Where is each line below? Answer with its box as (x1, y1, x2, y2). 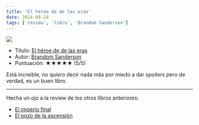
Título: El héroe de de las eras (14, 47, 88, 54)
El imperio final (14, 106, 52, 113)
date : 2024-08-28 (6, 14, 49, 20)
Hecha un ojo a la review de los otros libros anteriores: (6, 94, 139, 101)
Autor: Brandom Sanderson (14, 53, 82, 60)
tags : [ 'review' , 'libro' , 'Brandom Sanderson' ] (6, 20, 129, 25)
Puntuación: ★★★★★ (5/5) (14, 60, 86, 67)
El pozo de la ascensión (14, 112, 73, 119)
